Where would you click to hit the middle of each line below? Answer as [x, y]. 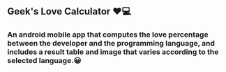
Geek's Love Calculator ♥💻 [69, 11]
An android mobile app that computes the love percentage [108, 35]
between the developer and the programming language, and [111, 44]
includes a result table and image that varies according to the [113, 52]
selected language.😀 [44, 61]
